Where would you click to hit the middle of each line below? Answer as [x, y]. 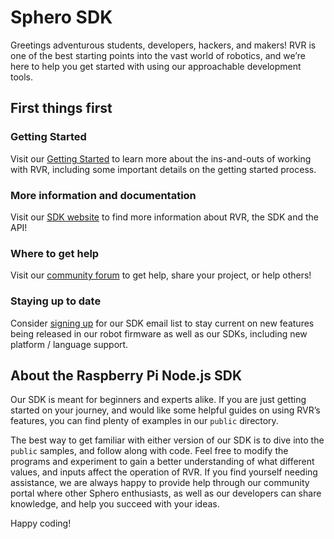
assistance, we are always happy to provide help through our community [160, 483]
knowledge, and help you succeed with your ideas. [115, 504]
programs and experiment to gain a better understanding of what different [162, 462]
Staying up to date [56, 301]
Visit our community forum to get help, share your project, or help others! [161, 275]
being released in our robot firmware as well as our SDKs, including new [159, 333]
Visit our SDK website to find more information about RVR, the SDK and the [164, 217]
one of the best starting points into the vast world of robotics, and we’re [158, 55]
